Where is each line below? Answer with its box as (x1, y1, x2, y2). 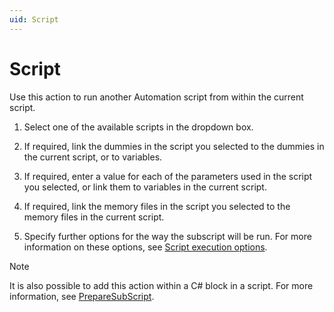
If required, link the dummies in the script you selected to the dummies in (23, 140, 325, 152)
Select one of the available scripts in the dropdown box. (23, 121, 254, 133)
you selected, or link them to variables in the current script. (23, 181, 267, 193)
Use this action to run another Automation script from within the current (9, 91, 304, 103)
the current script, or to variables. (23, 151, 163, 163)
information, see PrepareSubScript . (9, 290, 155, 302)
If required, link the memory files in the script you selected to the (23, 200, 291, 212)
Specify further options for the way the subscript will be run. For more (23, 230, 312, 242)
